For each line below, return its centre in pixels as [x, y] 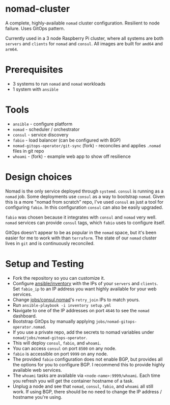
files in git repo [28, 151]
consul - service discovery [40, 134]
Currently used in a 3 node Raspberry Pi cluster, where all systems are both [84, 38]
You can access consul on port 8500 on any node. [64, 348]
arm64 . [12, 49]
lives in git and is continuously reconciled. [50, 243]
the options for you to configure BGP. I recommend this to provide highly [89, 364]
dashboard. [25, 316]
